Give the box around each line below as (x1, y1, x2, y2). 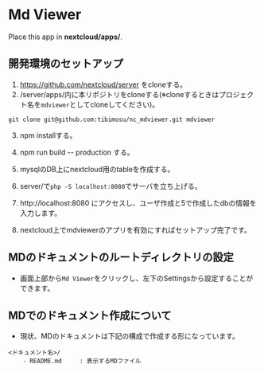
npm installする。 (19, 130, 77, 140)
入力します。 (19, 208, 62, 217)
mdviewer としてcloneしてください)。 (41, 100, 160, 109)
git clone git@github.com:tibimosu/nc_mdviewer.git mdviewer (8, 116, 215, 123)
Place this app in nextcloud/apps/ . (8, 32, 123, 41)
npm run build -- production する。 (19, 147, 134, 157)
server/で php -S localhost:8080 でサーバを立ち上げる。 (19, 181, 202, 190)
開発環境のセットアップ (8, 57, 123, 71)
